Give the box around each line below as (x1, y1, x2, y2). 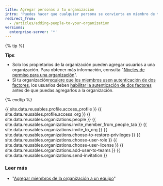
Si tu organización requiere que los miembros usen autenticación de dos (12, 77, 156, 83)
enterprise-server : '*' (9, 30, 57, 34)
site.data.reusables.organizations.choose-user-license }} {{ (5, 142, 124, 148)
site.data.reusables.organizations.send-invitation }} (5, 153, 108, 158)
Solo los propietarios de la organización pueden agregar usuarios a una (12, 62, 155, 67)
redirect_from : (5, 16, 36, 21)
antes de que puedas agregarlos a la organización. (12, 88, 114, 93)
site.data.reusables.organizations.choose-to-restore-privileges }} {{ (5, 132, 141, 138)
